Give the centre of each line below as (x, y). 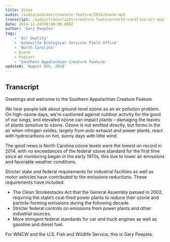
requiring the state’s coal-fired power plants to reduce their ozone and (86, 197)
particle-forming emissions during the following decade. (71, 203)
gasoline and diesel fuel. (38, 224)
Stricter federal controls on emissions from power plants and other (82, 208)
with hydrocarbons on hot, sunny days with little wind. (61, 136)
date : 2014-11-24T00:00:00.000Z (39, 24)
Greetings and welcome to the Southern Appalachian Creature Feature (79, 99)
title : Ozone (19, 10)
